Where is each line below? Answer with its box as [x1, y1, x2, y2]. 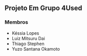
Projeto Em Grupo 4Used [4, 4, 83, 12]
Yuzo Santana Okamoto [11, 46, 60, 52]
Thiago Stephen [11, 41, 45, 47]
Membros [4, 19, 28, 26]
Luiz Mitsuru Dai [11, 35, 45, 41]
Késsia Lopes [11, 30, 40, 36]
